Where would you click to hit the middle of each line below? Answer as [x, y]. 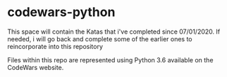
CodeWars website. [36, 67]
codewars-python [61, 12]
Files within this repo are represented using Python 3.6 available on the [110, 59]
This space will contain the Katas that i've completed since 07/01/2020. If [114, 31]
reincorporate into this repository [55, 46]
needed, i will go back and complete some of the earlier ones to [100, 38]
